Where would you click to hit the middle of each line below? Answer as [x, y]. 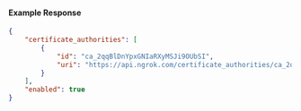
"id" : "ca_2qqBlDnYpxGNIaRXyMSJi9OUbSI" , [135, 56]
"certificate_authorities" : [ [81, 40]
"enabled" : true [55, 90]
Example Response [45, 13]
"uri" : [69, 64]
